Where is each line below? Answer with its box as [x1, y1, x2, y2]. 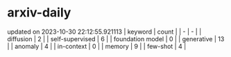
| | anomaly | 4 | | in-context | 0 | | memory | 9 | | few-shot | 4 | [7, 42, 187, 50]
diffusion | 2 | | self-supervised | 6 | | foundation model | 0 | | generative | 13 [7, 34, 225, 43]
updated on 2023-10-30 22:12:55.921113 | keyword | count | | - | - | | [7, 27, 202, 36]
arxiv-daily [7, 5, 71, 21]
